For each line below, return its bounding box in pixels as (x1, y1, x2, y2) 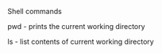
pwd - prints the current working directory (7, 22, 145, 31)
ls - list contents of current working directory (7, 37, 154, 46)
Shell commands (7, 7, 63, 16)
